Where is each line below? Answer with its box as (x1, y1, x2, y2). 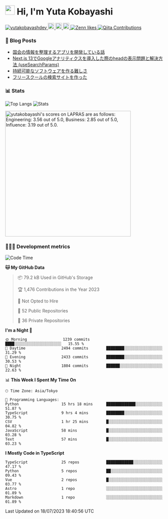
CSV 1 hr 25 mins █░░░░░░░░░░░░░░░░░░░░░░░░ (5, 419, 163, 424)
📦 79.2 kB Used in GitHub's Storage (17, 274, 93, 280)
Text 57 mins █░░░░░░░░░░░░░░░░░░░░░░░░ (5, 437, 163, 442)
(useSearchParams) (18, 62, 59, 68)
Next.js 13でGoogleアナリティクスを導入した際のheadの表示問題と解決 (12, 55, 159, 61)
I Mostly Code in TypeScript (5, 450, 64, 456)
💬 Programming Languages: (5, 397, 59, 402)
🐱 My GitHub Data (5, 264, 45, 270)
